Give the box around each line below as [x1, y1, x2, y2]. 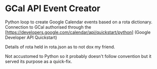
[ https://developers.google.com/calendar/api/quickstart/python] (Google [5, 29, 151, 35]
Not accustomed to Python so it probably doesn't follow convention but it [5, 53, 152, 59]
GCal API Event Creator [5, 3, 101, 14]
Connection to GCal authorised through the [5, 24, 91, 30]
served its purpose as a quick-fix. [5, 58, 72, 64]
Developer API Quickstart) [5, 34, 57, 40]
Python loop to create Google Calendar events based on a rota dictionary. [5, 19, 153, 25]
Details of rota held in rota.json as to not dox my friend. [5, 44, 115, 50]
